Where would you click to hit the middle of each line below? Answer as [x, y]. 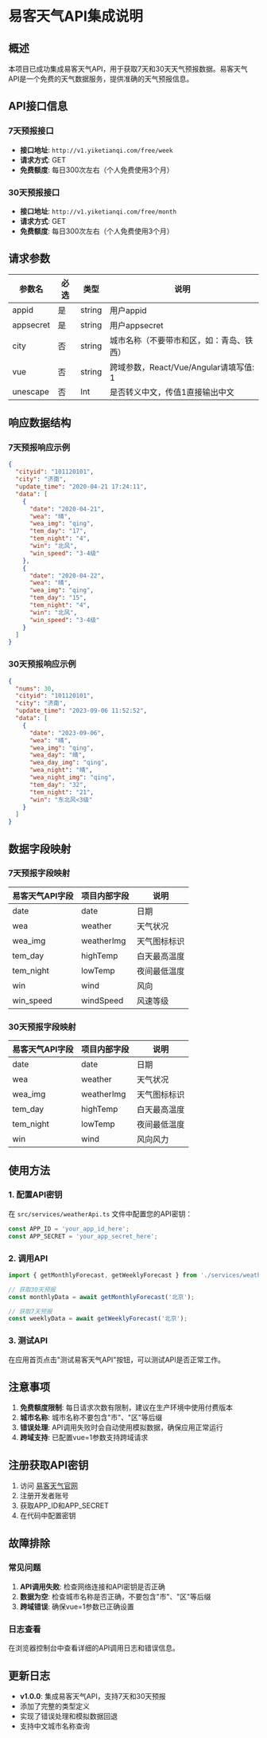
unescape [31, 391]
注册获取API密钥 [48, 1465]
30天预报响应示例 [43, 664]
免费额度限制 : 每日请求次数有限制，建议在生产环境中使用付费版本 [126, 1407]
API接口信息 [38, 106]
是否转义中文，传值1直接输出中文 [172, 392]
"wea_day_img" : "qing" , [69, 763]
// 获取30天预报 [32, 1290]
